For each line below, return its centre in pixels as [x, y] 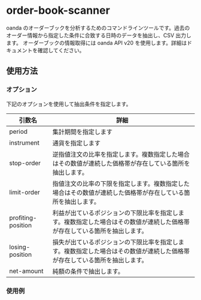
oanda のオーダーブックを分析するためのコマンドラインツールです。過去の [98, 28]
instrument [25, 143]
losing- [20, 247]
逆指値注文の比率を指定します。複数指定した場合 [121, 154]
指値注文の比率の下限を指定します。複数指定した [121, 184]
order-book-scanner [58, 10]
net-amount [26, 271]
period [19, 131]
